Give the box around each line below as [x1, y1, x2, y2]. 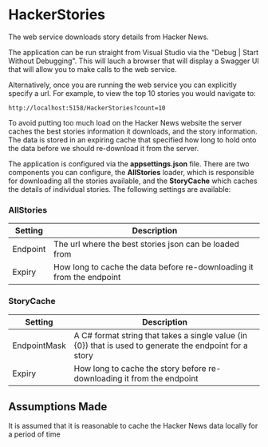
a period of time [8, 429, 61, 439]
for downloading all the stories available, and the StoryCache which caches [8, 176, 258, 186]
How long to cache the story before [73, 362, 207, 373]
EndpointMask [12, 340, 66, 351]
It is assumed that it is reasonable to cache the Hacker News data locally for [8, 421, 258, 431]
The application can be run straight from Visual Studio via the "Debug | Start [8, 47, 259, 57]
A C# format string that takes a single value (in [73, 329, 247, 341]
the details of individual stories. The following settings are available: [8, 184, 231, 194]
